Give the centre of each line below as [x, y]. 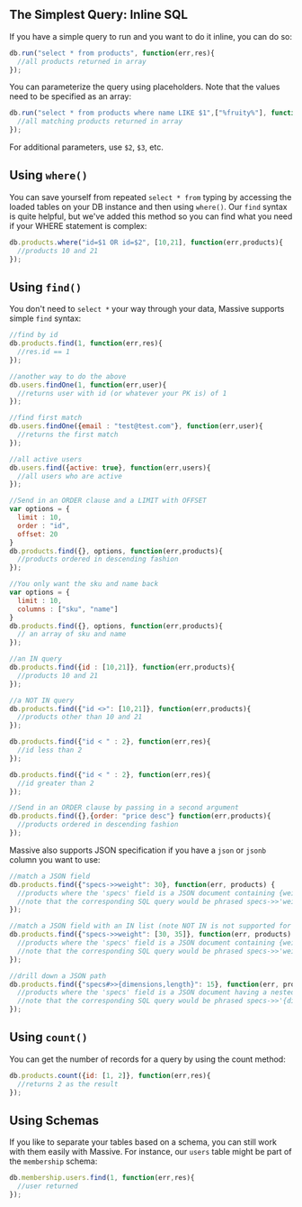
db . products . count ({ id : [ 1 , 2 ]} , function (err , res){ [110, 1075]
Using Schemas [54, 1120]
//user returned [48, 1186]
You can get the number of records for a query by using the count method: [147, 1059]
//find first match [46, 418]
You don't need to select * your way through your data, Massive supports [147, 309]
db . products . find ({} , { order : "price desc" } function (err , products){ [140, 816]
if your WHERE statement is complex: [78, 225]
